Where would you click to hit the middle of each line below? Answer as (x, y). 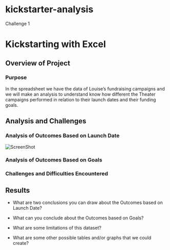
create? (21, 243)
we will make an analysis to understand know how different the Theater (81, 94)
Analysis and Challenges (46, 121)
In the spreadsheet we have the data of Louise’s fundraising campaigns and (85, 88)
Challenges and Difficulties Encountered (57, 174)
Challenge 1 (17, 24)
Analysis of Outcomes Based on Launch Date (62, 135)
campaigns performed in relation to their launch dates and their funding (81, 99)
